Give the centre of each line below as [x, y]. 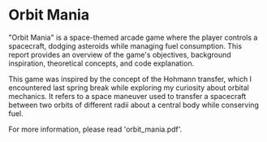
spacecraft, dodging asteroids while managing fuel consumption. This [125, 45]
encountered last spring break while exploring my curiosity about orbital [129, 88]
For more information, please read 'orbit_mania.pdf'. [95, 129]
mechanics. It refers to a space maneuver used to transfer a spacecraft [127, 96]
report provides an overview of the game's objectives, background [120, 54]
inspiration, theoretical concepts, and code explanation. [101, 63]
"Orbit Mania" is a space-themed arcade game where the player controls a [133, 37]
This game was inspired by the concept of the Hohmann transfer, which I [130, 79]
